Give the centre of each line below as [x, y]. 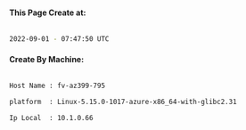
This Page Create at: [48, 12]
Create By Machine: [47, 59]
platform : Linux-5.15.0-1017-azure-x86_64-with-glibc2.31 [123, 102]
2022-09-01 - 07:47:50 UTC [59, 39]
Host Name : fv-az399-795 [57, 86]
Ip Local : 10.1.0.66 [51, 118]
